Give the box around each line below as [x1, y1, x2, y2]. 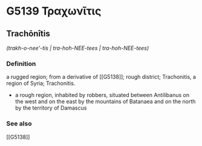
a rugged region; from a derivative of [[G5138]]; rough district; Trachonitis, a [6, 73, 197, 81]
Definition [6, 59, 36, 68]
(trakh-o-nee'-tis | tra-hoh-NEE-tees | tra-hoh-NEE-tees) [6, 44, 149, 51]
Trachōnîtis [6, 28, 50, 39]
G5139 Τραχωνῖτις [6, 4, 102, 18]
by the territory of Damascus [15, 104, 87, 111]
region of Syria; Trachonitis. [6, 80, 76, 87]
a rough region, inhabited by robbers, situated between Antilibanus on [15, 91, 189, 99]
